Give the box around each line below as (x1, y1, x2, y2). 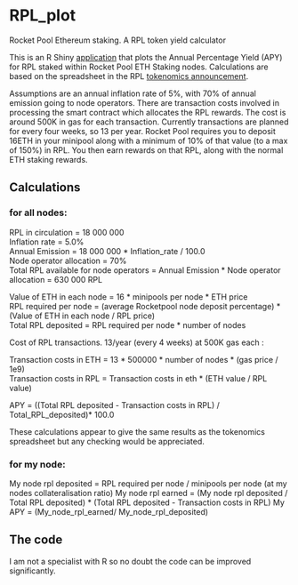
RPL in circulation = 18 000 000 (9, 227, 125, 237)
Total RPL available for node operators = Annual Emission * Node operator (9, 264, 282, 276)
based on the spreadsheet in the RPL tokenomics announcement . (9, 70, 249, 81)
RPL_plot (9, 5, 77, 26)
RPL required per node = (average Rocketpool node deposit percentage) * (9, 301, 281, 311)
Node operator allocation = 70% (9, 255, 127, 266)
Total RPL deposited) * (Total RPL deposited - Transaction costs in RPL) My (9, 497, 285, 508)
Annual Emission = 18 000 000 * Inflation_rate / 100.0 (9, 245, 205, 256)
